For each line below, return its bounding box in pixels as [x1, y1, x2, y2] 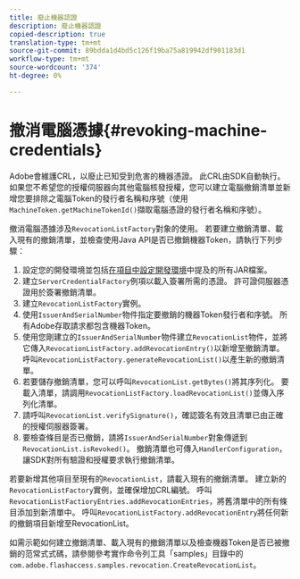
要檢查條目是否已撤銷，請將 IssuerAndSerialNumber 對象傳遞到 [21, 432, 248, 442]
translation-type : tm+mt [9, 38, 102, 47]
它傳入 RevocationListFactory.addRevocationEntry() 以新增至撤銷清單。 [21, 342, 285, 353]
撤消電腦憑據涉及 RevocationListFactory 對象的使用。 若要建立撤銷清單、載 [9, 222, 284, 233]
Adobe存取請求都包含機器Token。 [29, 320, 156, 331]
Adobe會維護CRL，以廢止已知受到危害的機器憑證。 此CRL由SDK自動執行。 [9, 171, 286, 181]
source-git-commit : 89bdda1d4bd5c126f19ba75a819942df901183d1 [9, 46, 246, 55]
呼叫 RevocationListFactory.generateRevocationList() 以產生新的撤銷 [21, 354, 278, 365]
